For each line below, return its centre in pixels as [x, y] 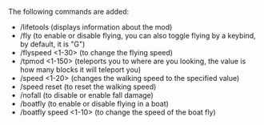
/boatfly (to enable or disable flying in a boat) [94, 104]
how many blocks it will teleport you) [80, 70]
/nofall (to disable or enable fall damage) [86, 95]
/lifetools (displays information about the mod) [96, 27]
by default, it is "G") [52, 44]
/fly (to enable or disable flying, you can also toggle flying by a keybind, [138, 36]
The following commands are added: [69, 12]
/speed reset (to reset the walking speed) [88, 87]
